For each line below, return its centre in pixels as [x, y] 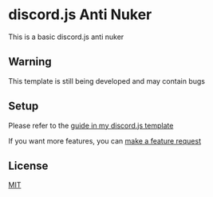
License [28, 165]
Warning [30, 62]
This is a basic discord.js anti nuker [66, 37]
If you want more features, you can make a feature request [105, 140]
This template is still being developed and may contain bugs [107, 81]
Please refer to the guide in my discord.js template [91, 125]
